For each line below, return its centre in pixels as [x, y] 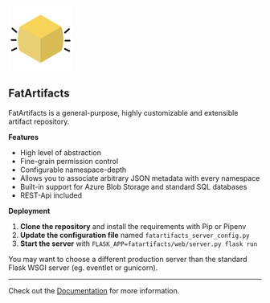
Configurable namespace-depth [73, 170]
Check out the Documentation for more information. [94, 290]
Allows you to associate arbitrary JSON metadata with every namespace [140, 178]
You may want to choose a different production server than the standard [128, 259]
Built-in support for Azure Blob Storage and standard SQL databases [133, 186]
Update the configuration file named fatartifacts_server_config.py [135, 235]
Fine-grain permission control [69, 161]
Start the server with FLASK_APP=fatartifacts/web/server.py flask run [139, 244]
